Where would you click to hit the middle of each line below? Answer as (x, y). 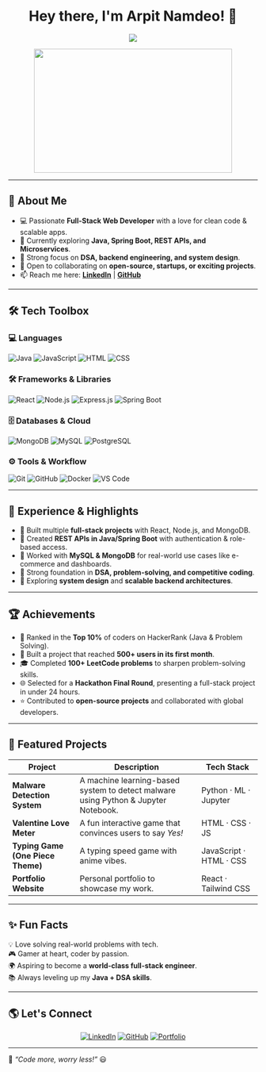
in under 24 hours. (50, 692)
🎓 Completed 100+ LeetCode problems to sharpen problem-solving (132, 663)
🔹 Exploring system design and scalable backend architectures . (126, 581)
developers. (39, 712)
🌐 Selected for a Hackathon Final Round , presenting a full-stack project (137, 682)
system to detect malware (128, 790)
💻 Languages (35, 338)
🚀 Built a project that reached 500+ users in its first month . (117, 654)
